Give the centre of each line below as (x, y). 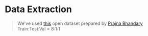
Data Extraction (38, 9)
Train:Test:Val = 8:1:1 (39, 28)
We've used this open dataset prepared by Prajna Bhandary (80, 23)
